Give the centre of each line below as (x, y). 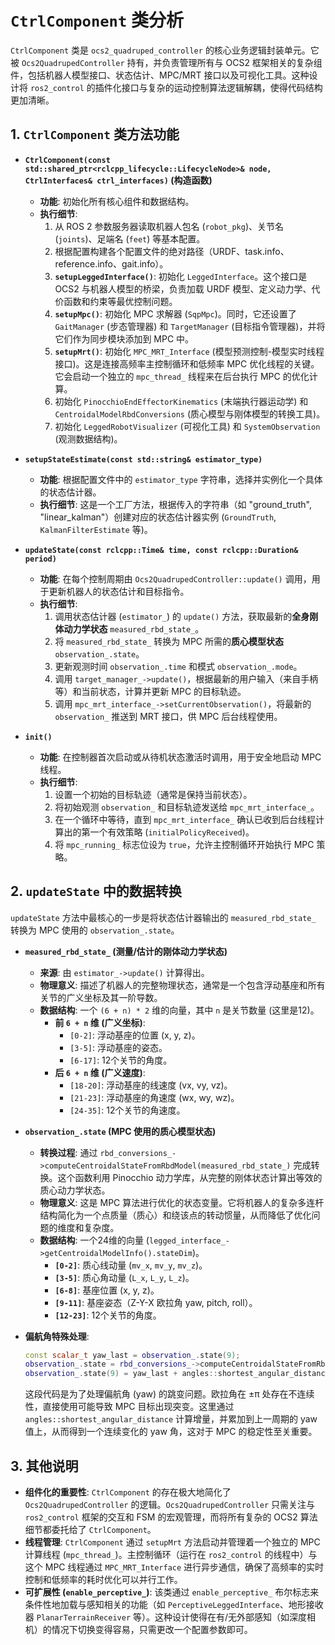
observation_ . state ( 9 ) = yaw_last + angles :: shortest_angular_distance (177, 1374)
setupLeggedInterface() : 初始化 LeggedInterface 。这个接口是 (181, 276)
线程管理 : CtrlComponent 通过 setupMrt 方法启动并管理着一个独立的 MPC (172, 1542)
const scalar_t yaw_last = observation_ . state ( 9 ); (132, 1355)
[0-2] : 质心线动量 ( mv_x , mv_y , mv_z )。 (131, 1265)
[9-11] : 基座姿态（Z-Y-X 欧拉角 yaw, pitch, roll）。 (156, 1302)
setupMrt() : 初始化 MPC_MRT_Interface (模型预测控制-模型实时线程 (189, 351)
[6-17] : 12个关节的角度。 (121, 1060)
